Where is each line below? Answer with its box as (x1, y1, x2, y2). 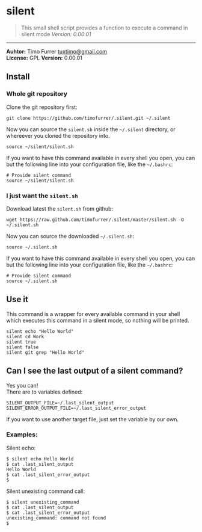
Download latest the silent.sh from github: (6, 205, 113, 212)
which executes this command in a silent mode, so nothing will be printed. (6, 317, 189, 324)
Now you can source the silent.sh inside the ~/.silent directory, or (6, 125, 176, 133)
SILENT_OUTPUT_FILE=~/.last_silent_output (6, 400, 114, 406)
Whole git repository (6, 90, 68, 98)
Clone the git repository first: (6, 104, 78, 111)
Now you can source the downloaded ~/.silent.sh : (6, 232, 135, 240)
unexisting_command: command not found (6, 515, 106, 521)
